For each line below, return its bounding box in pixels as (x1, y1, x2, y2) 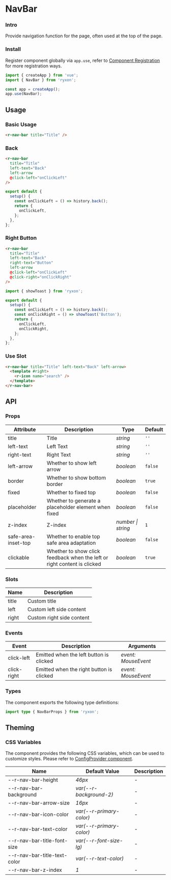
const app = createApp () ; (5, 86, 60, 92)
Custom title (27, 597, 56, 605)
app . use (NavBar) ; (5, 91, 42, 97)
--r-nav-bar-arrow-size (8, 799, 70, 806)
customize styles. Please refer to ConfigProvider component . (5, 756, 133, 762)
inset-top (8, 539, 31, 546)
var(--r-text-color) (75, 855, 124, 862)
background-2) (75, 791, 113, 798)
